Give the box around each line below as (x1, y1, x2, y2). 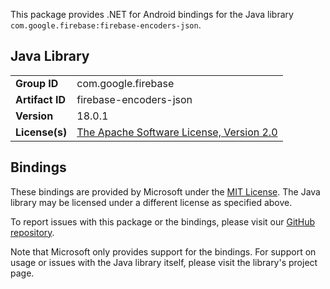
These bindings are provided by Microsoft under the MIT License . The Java (10, 185, 321, 198)
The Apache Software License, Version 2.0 (76, 125, 278, 139)
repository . (10, 226, 55, 238)
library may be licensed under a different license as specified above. (10, 196, 293, 208)
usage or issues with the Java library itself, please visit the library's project (10, 256, 318, 268)
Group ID (15, 76, 59, 90)
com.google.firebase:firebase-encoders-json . (10, 19, 202, 31)
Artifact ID (15, 92, 66, 106)
